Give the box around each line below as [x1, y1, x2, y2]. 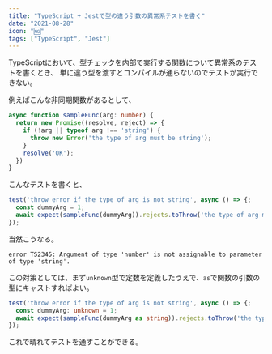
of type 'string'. [8, 257, 70, 266]
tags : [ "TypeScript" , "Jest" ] [8, 34, 111, 43]
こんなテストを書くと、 [8, 180, 87, 190]
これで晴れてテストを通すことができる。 [8, 337, 143, 347]
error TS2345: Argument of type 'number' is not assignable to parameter [8, 250, 263, 258]
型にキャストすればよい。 [8, 283, 94, 292]
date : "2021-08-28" [8, 19, 74, 28]
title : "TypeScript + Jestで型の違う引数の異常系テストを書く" [8, 11, 206, 20]
